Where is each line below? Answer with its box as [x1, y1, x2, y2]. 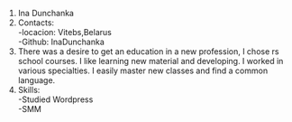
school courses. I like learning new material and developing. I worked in [17, 56, 284, 66]
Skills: [17, 85, 41, 95]
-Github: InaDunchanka [17, 36, 105, 47]
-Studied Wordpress [17, 94, 94, 105]
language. [17, 75, 56, 85]
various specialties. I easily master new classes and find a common [17, 65, 269, 76]
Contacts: [17, 17, 55, 28]
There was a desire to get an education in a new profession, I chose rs [17, 46, 279, 57]
